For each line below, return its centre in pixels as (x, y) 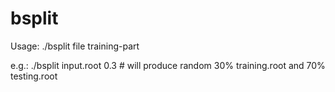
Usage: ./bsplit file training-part (75, 46)
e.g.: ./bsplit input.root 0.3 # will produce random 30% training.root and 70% (168, 65)
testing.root (34, 76)
